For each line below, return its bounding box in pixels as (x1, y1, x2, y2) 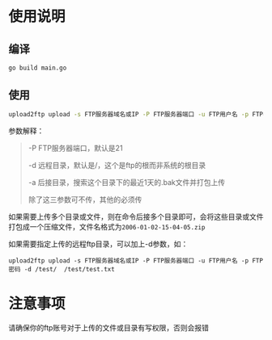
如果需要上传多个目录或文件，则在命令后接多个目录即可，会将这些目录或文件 (8, 212, 264, 221)
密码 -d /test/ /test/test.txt (8, 265, 115, 273)
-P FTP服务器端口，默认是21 (28, 143, 123, 153)
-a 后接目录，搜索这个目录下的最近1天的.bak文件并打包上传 (28, 177, 226, 187)
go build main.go (8, 64, 67, 72)
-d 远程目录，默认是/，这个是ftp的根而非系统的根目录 (28, 160, 206, 170)
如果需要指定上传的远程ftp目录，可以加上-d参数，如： (8, 239, 189, 249)
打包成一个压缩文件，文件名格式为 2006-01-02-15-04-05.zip (8, 221, 206, 231)
